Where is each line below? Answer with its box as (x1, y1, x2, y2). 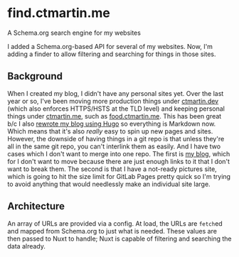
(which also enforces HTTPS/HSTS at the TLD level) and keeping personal (7, 104, 225, 113)
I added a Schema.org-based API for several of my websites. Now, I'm (7, 42, 213, 50)
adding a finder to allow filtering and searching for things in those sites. (7, 50, 216, 58)
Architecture (7, 200, 65, 212)
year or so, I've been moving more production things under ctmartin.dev (7, 97, 219, 105)
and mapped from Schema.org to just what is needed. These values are (7, 226, 217, 235)
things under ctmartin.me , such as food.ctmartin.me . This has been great (7, 111, 222, 120)
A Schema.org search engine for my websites (7, 28, 141, 37)
